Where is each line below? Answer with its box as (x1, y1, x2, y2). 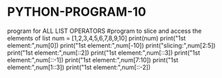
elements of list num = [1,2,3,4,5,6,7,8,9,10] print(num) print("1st (7, 34, 186, 42)
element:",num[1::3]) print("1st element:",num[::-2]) (7, 63, 151, 71)
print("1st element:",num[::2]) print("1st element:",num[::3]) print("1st (7, 49, 201, 57)
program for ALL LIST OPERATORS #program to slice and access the (7, 27, 202, 35)
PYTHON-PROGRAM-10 (7, 4, 146, 20)
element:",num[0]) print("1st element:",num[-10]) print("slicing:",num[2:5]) (7, 41, 216, 49)
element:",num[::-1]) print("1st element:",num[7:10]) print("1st (7, 55, 179, 64)
